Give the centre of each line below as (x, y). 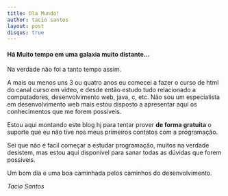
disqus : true (26, 32)
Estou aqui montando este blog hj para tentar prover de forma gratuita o (110, 125)
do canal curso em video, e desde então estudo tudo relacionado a (102, 90)
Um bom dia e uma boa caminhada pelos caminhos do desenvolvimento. (110, 173)
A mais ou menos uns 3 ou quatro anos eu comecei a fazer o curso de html (113, 83)
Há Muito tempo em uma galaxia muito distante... (78, 54)
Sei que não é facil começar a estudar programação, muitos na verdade (108, 145)
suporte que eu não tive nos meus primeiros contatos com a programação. (113, 132)
